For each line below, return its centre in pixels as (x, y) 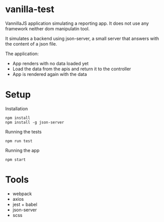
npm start (16, 160)
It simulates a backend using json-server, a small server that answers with (82, 38)
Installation (17, 108)
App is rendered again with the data (50, 74)
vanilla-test (30, 9)
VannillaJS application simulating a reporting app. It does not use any (77, 23)
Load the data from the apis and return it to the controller (72, 69)
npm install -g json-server (35, 122)
